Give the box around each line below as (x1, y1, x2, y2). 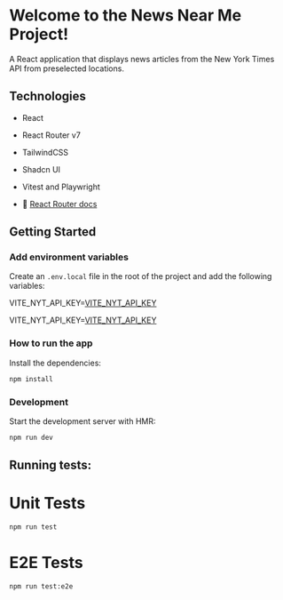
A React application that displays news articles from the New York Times (9, 53, 275, 64)
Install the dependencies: (9, 357, 102, 368)
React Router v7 (21, 130, 82, 140)
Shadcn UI (21, 164, 60, 174)
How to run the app (9, 337, 93, 349)
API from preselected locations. (9, 63, 124, 74)
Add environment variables (9, 251, 129, 263)
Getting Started (9, 224, 97, 240)
